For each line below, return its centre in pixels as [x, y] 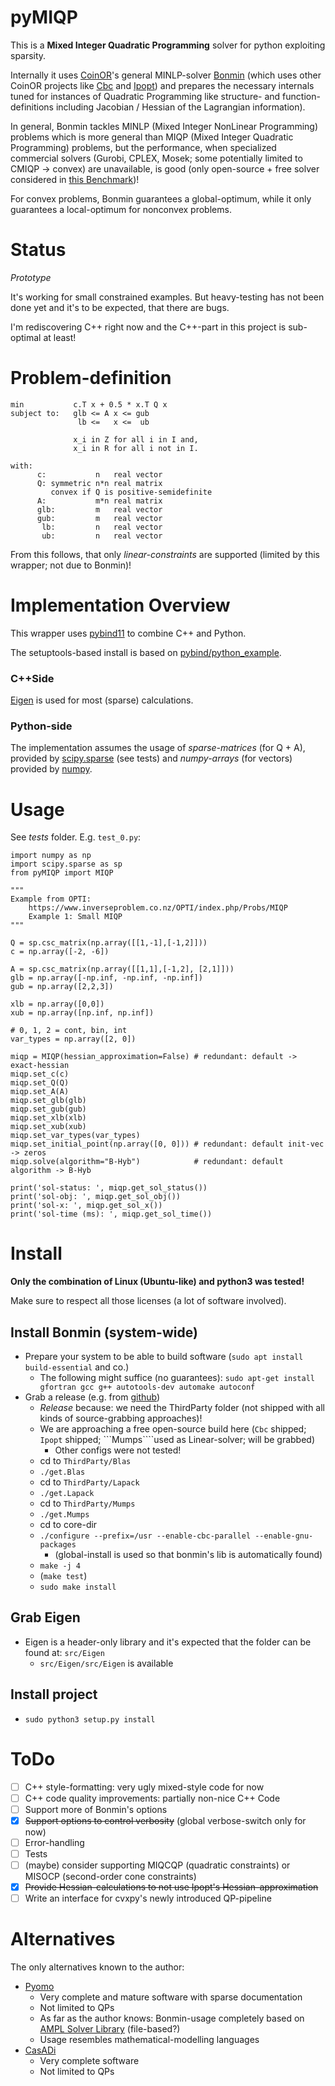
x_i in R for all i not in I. [136, 448]
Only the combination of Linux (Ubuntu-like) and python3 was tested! [157, 1282]
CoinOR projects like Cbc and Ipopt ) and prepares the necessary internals [162, 85]
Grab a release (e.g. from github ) [92, 1397]
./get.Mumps [64, 1515]
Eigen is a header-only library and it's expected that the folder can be [168, 1642]
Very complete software [89, 2061]
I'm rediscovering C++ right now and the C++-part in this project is [148, 327]
